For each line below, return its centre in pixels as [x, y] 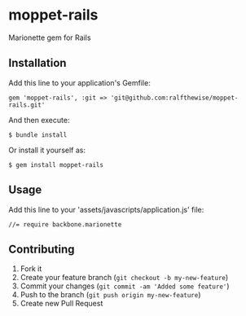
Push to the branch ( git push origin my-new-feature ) [110, 295]
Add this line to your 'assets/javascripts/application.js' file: [106, 209]
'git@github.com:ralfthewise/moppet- [174, 98]
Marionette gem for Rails [50, 37]
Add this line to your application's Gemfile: [79, 82]
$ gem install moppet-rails [56, 165]
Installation [37, 63]
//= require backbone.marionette [65, 224]
